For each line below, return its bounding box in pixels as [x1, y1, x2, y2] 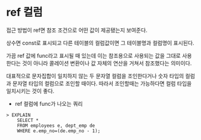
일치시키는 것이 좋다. [6, 87, 55, 94]
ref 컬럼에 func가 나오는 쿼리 [14, 100, 83, 107]
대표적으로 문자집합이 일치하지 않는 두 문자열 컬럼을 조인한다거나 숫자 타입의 [6, 72, 184, 79]
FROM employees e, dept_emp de [17, 123, 95, 129]
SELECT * [17, 117, 39, 123]
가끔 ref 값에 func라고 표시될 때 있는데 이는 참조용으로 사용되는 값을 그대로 [6, 52, 181, 59]
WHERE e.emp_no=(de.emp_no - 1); [17, 127, 101, 134]
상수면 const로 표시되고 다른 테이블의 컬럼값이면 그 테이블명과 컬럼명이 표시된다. [6, 39, 195, 46]
